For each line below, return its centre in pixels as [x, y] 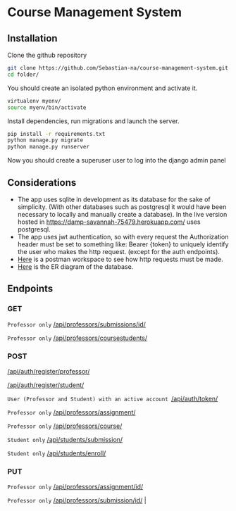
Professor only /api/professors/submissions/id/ [77, 324]
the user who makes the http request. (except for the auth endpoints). [119, 251]
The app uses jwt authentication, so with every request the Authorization [123, 236]
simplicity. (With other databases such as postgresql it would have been [122, 207]
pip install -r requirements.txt [56, 134]
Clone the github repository [47, 55]
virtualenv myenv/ [34, 101]
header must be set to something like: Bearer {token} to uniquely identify [123, 244]
